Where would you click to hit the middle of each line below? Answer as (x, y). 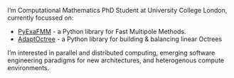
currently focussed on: (41, 18)
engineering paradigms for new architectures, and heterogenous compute (116, 60)
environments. (28, 68)
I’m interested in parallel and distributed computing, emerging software (111, 53)
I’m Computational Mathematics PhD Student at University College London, (117, 10)
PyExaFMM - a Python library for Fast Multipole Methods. (102, 32)
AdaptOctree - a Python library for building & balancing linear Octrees (120, 39)
